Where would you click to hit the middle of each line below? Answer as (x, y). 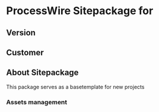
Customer (25, 52)
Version (21, 33)
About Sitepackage (42, 73)
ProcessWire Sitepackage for (80, 11)
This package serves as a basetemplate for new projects (75, 87)
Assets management (37, 102)
